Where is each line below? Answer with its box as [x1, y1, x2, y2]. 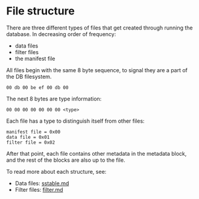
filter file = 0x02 [6, 139, 55, 145]
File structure [6, 4, 75, 18]
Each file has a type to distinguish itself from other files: [6, 117, 145, 124]
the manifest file [14, 55, 55, 62]
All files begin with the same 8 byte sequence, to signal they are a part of [6, 66, 188, 73]
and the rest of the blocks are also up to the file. [6, 156, 125, 164]
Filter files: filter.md [14, 186, 63, 193]
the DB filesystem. [6, 73, 52, 80]
